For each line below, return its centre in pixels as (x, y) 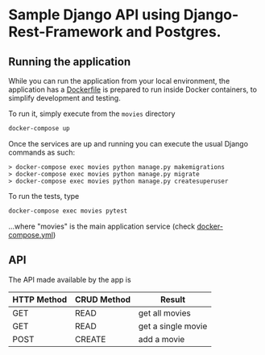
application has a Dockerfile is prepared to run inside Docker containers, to (133, 89)
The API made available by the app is (70, 279)
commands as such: (42, 152)
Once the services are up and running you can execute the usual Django (128, 143)
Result (173, 299)
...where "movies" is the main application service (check (102, 226)
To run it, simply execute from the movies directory (92, 114)
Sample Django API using (95, 15)
